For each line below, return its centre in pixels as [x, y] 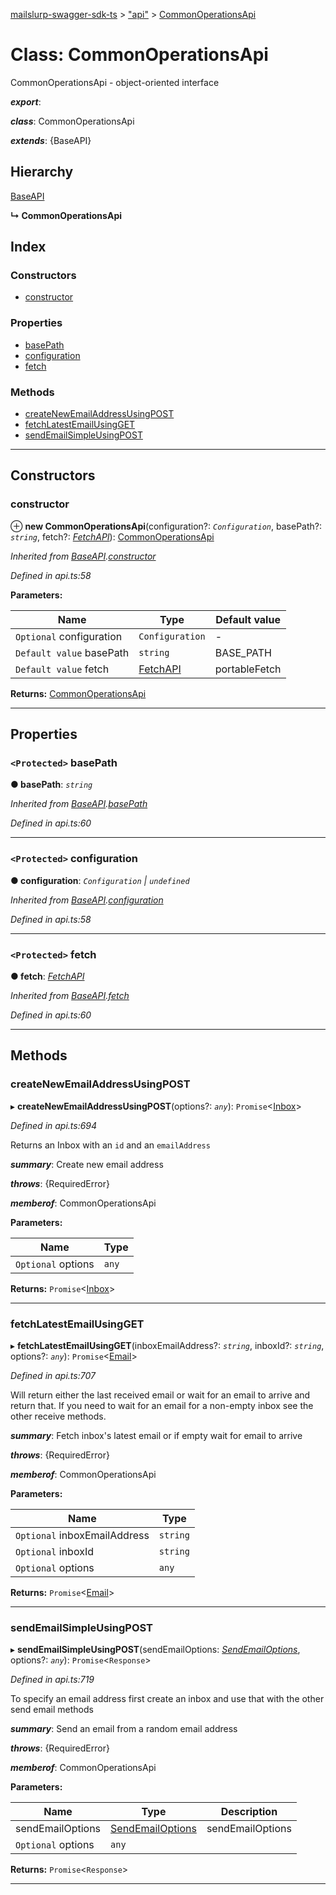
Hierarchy [42, 172]
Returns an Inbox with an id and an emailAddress [110, 1145]
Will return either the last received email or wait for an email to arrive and [160, 1395]
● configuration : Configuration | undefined [100, 880]
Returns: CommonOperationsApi [78, 693]
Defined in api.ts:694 [54, 1125]
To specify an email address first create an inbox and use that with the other [167, 1699]
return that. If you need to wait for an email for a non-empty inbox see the [162, 1405]
